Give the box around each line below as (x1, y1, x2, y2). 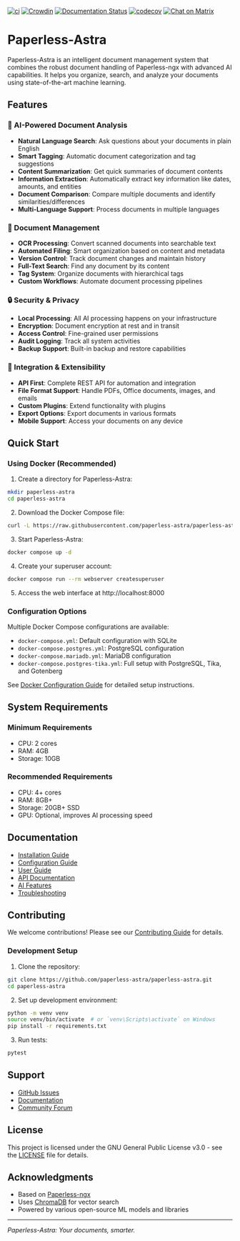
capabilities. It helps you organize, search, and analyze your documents (7, 70, 219, 79)
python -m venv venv (7, 1010, 69, 1017)
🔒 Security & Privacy (7, 295, 80, 305)
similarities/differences (17, 197, 86, 206)
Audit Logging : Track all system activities (17, 337, 141, 346)
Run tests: (17, 1036, 48, 1045)
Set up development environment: (17, 995, 118, 1004)
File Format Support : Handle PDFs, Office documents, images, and (17, 386, 216, 394)
